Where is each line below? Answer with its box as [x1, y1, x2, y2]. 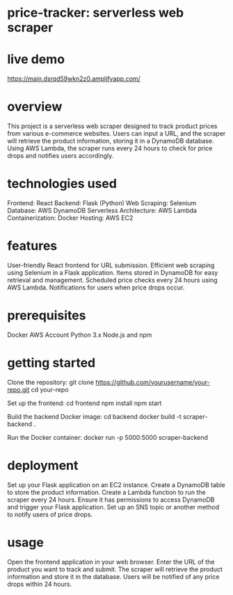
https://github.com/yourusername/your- [95, 378, 210, 386]
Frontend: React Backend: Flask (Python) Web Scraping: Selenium [7, 199, 197, 207]
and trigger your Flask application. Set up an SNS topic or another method [7, 502, 220, 511]
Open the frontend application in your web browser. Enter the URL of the [7, 557, 215, 566]
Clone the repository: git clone [7, 378, 95, 386]
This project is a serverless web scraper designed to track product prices [7, 122, 218, 130]
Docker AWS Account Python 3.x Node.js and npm [7, 331, 152, 339]
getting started [7, 355, 96, 371]
